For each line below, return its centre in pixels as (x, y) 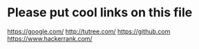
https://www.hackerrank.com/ (50, 38)
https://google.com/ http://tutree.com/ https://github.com (89, 31)
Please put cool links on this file (100, 13)
